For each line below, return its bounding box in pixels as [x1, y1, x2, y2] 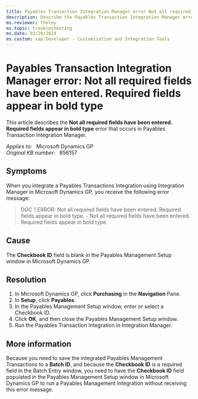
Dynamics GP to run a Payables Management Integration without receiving [6, 379, 187, 387]
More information [6, 339, 72, 349]
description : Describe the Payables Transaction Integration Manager [6, 14, 181, 20]
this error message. [6, 386, 54, 393]
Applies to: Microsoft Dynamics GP [6, 142, 94, 150]
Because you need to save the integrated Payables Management [6, 355, 163, 362]
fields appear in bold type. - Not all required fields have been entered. [20, 212, 190, 219]
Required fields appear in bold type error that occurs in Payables [6, 125, 166, 132]
